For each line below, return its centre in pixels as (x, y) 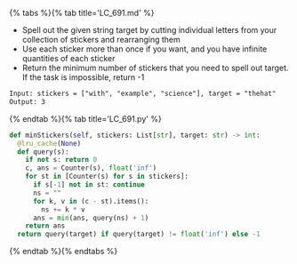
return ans (45, 226)
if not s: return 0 (61, 160)
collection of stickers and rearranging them (101, 40)
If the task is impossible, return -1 (83, 77)
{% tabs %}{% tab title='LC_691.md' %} (82, 13)
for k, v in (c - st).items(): (91, 201)
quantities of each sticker (68, 58)
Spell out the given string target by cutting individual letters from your (149, 30)
